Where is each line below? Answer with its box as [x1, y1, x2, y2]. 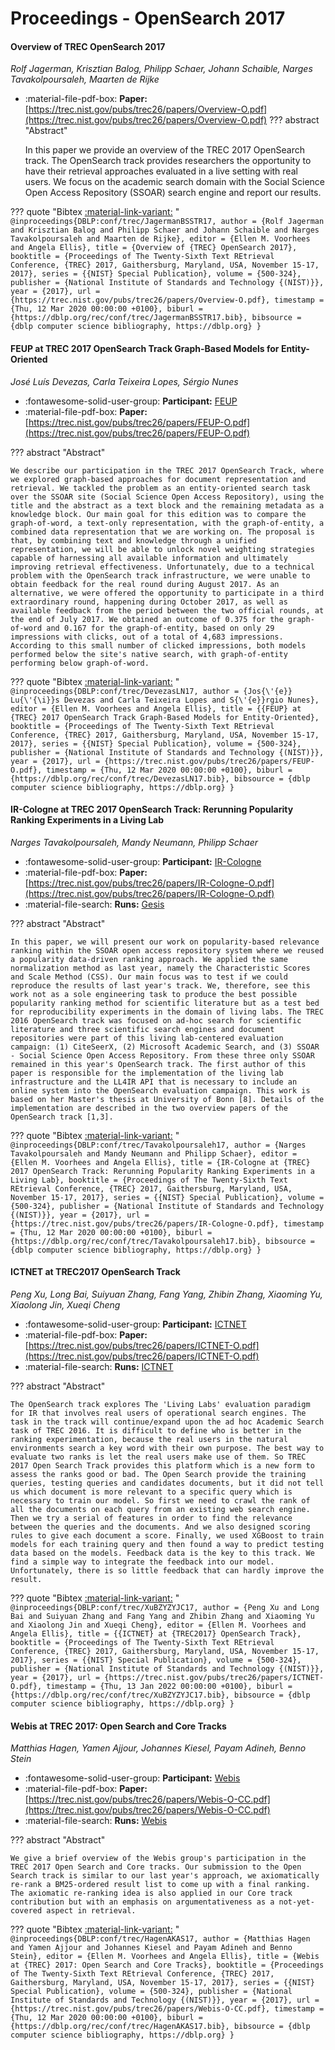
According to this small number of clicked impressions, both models [10, 640, 307, 651]
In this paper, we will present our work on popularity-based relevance [10, 937, 320, 947]
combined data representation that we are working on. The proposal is [10, 527, 315, 537]
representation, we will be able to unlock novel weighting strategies [10, 544, 315, 554]
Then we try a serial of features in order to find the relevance [10, 1513, 293, 1523]
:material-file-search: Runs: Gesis [24, 898, 165, 910]
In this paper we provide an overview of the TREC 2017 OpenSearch [24, 144, 306, 156]
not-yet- [278, 1897, 315, 1907]
